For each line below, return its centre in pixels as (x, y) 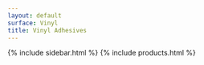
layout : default (35, 15)
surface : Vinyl (33, 23)
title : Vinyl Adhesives (47, 30)
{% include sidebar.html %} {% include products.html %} (102, 53)
